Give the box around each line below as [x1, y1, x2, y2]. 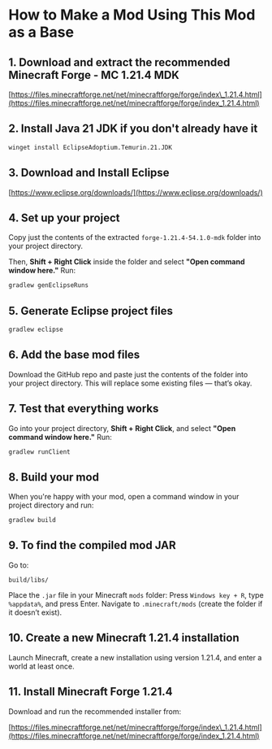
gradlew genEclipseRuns [8, 281, 89, 290]
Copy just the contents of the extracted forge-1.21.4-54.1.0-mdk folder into [8, 233, 261, 242]
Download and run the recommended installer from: [8, 706, 182, 716]
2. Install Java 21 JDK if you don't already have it [8, 122, 258, 136]
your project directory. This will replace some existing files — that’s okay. [8, 378, 253, 388]
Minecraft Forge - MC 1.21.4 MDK [8, 67, 180, 82]
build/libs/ [8, 576, 49, 584]
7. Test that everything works [8, 402, 159, 416]
